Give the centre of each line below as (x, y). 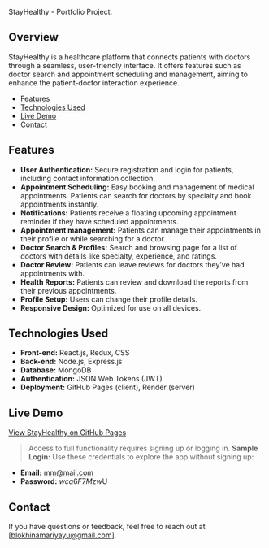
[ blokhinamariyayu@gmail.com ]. (63, 535)
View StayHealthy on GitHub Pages (67, 433)
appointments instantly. (59, 204)
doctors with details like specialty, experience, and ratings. (119, 256)
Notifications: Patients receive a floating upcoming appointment (128, 213)
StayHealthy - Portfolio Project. (61, 12)
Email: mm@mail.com (57, 473)
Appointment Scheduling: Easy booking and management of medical (137, 187)
